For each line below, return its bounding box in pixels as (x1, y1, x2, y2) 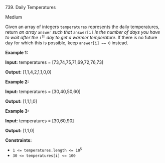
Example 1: (5, 50, 29, 55)
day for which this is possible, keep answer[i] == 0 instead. (5, 40, 128, 46)
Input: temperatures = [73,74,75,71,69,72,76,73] (5, 59, 104, 65)
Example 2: (5, 79, 29, 85)
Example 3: (5, 108, 29, 114)
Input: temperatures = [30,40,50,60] (5, 89, 81, 95)
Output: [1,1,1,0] (5, 98, 38, 104)
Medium (5, 14, 23, 20)
